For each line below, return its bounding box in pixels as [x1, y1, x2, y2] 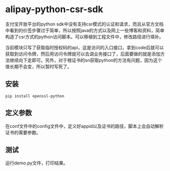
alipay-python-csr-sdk [5, 4, 104, 15]
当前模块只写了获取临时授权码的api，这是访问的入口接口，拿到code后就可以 [5, 44, 164, 50]
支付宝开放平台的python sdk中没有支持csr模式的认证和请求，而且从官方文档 [5, 21, 164, 27]
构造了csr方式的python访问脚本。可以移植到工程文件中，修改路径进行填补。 [5, 33, 164, 40]
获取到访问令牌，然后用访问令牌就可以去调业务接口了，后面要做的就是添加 [5, 51, 160, 57]
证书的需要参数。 [5, 129, 41, 135]
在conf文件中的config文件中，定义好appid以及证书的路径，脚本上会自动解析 [5, 123, 164, 129]
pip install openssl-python [5, 93, 65, 98]
